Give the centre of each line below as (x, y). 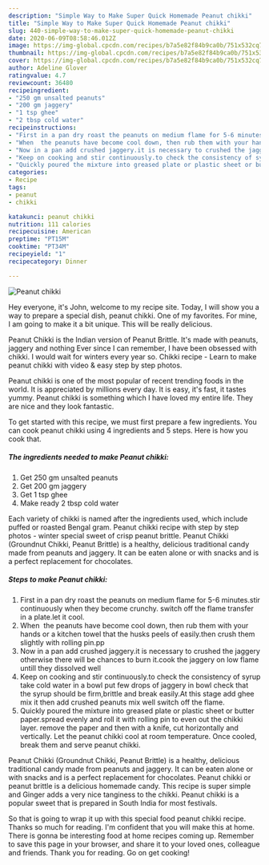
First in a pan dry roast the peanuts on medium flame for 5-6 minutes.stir (140, 599)
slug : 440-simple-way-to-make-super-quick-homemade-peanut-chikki (121, 30)
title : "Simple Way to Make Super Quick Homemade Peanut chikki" (119, 23)
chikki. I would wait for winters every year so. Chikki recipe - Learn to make (132, 356)
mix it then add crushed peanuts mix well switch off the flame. (122, 702)
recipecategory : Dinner (48, 262)
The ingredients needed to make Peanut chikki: (89, 457)
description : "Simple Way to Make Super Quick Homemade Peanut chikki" (130, 16)
